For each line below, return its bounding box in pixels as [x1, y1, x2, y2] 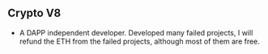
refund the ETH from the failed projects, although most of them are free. [19, 36, 261, 46]
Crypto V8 [7, 6, 62, 20]
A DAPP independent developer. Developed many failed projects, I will [19, 27, 253, 37]
